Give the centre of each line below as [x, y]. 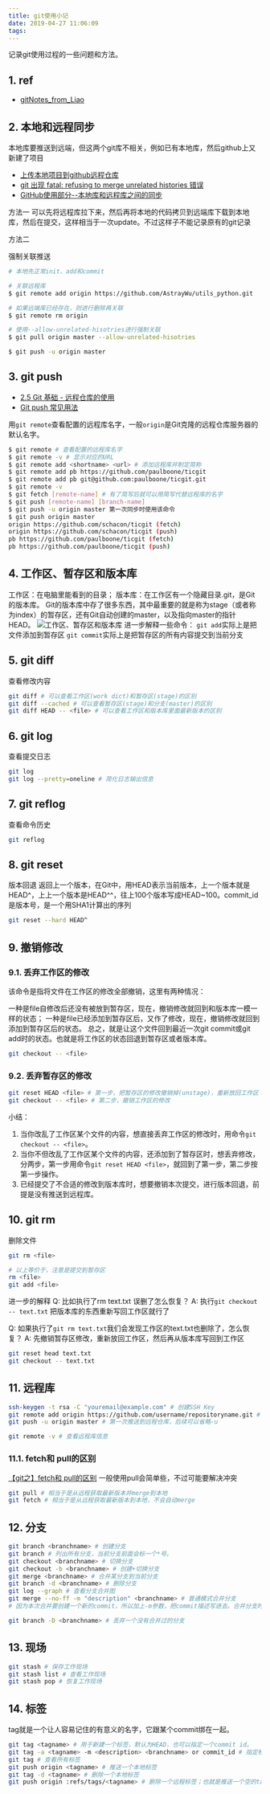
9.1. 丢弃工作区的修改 [49, 972]
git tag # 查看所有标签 [44, 1759]
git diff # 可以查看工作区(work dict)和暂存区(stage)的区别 [102, 696]
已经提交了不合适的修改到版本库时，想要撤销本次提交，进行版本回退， [136, 1184]
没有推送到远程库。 [66, 1194]
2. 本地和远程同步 [51, 127]
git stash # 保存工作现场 [48, 1667]
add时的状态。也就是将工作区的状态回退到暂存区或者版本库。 [110, 1038]
